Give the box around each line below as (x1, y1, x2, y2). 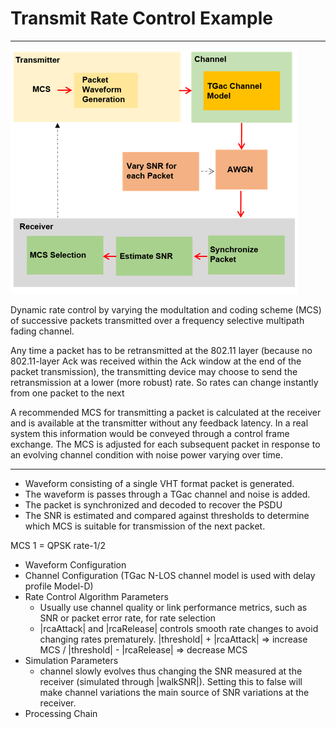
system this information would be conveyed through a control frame (10, 427, 290, 439)
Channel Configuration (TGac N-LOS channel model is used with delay (24, 569, 316, 581)
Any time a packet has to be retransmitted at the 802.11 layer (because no (10, 344, 313, 356)
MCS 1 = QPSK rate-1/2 (10, 539, 107, 551)
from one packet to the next (10, 387, 125, 399)
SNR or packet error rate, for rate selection (39, 612, 217, 624)
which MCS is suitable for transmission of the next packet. (24, 520, 266, 532)
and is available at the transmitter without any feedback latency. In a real (10, 417, 309, 429)
